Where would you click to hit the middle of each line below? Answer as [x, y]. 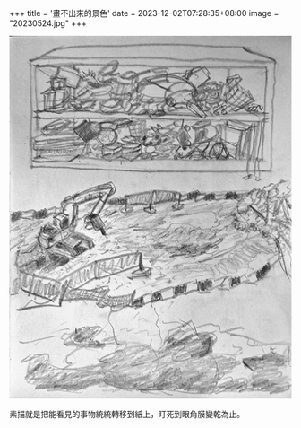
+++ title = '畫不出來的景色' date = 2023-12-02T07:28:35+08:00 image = [144, 13]
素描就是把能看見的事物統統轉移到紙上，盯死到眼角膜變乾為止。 [127, 414]
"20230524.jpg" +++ [48, 23]
